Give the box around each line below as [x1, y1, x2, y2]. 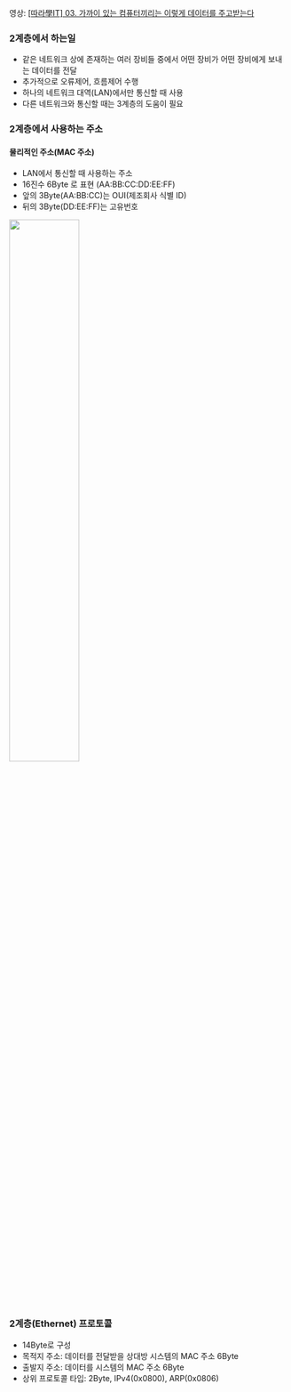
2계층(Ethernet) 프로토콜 [9, 1317, 113, 1330]
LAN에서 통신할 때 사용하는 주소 [21, 168, 133, 179]
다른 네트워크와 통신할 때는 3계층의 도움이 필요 [21, 99, 184, 109]
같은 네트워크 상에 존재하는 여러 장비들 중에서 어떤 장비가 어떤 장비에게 [21, 54, 266, 65]
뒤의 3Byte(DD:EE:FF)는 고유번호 [21, 201, 139, 212]
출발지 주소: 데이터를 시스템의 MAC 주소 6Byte [21, 1362, 185, 1372]
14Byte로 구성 [21, 1340, 71, 1350]
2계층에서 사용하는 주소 [9, 123, 104, 135]
